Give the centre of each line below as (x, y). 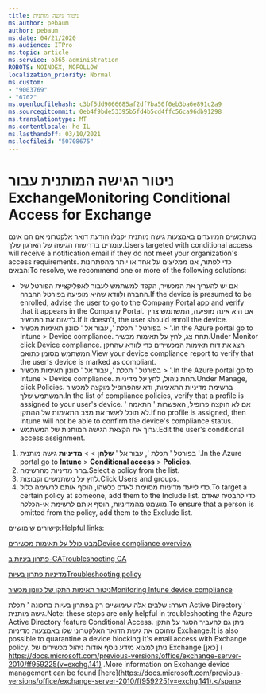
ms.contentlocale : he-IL (49, 127)
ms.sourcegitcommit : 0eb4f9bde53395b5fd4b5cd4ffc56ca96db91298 (115, 112)
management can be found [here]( (65, 673)
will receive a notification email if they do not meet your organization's (123, 253)
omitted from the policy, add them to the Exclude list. (106, 513)
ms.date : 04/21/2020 (42, 38)
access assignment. (52, 438)
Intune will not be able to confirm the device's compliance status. (126, 421)
